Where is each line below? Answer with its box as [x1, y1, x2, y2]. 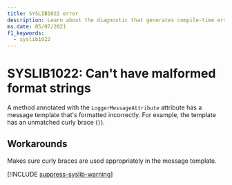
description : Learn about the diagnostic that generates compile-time [7, 17, 215, 24]
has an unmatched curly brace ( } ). [7, 118, 105, 127]
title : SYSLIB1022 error [7, 10, 79, 17]
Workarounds [7, 138, 68, 150]
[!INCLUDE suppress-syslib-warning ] [7, 170, 113, 178]
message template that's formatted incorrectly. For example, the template [7, 111, 216, 119]
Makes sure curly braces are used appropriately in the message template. [7, 157, 217, 165]
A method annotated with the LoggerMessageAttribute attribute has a [7, 103, 202, 112]
